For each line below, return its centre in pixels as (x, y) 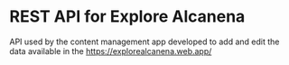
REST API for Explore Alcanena (127, 17)
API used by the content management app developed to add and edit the (144, 42)
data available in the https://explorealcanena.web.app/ (111, 51)
